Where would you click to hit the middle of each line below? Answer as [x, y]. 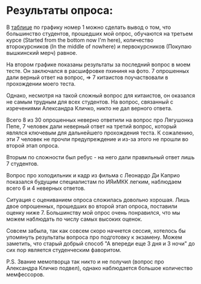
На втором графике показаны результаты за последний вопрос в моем [98, 65]
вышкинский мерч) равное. [42, 52]
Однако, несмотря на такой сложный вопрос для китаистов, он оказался [101, 95]
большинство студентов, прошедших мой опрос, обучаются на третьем [100, 33]
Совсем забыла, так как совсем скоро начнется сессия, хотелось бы [96, 230]
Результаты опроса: [60, 11]
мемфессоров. [25, 274]
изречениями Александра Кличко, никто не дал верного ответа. [89, 108]
